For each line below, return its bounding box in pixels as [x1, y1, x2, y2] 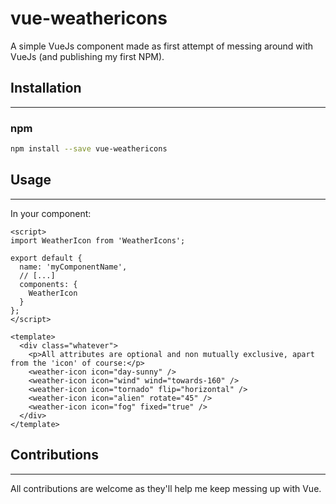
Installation [10, 80, 82, 97]
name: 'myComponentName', [19, 262, 128, 272]
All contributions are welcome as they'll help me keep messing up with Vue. [10, 482, 322, 494]
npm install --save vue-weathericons [10, 144, 168, 154]
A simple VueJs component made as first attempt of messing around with [10, 40, 314, 52]
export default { [10, 253, 83, 263]
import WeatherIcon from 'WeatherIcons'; [10, 235, 186, 246]
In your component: [10, 207, 92, 219]
